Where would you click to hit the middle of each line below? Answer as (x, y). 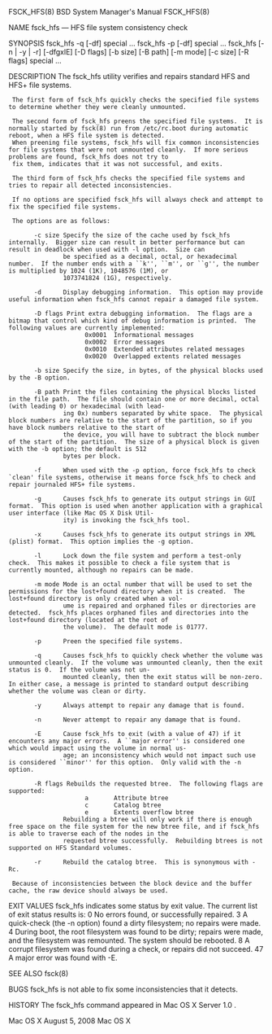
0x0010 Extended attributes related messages (165, 349)
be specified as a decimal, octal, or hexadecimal (150, 256)
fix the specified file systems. (65, 207)
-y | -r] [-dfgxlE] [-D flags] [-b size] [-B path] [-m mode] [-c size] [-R (134, 52)
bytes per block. (92, 456)
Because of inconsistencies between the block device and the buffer (132, 883)
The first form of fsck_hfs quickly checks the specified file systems (136, 100)
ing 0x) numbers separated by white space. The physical (163, 414)
